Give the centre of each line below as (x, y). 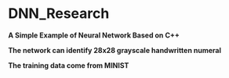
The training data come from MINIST (69, 65)
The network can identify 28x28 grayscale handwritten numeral (115, 50)
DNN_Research (59, 14)
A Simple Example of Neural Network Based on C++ (94, 35)
